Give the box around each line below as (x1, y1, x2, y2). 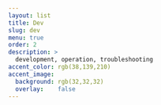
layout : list (8, 11, 51, 20)
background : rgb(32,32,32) (15, 77, 104, 85)
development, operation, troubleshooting (15, 56, 154, 64)
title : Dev (8, 19, 44, 27)
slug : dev (8, 26, 41, 34)
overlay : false (15, 84, 77, 93)
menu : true (8, 33, 44, 42)
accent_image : (8, 70, 55, 78)
